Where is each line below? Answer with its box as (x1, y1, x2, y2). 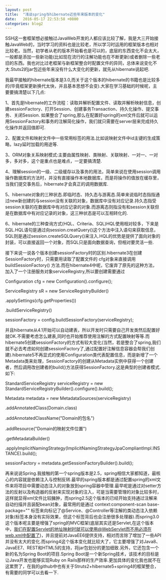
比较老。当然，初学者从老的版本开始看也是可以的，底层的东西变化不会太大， (5, 48, 162, 54)
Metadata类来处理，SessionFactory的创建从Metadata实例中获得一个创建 (5, 358, 154, 364)
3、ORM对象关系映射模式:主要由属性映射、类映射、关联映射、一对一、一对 (5, 152, 159, 158)
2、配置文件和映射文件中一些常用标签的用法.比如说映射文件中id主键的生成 (5, 135, 156, 141)
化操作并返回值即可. (5, 125, 46, 130)
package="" (5, 508, 30, 514)
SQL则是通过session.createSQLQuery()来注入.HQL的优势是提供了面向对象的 (5, 233, 161, 239)
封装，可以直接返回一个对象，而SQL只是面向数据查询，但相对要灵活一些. (5, 239, 154, 246)
